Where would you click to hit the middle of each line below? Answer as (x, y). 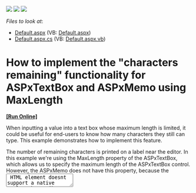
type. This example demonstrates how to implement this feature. (84, 140)
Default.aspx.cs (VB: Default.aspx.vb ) (60, 39)
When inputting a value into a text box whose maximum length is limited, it (96, 128)
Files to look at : (25, 21)
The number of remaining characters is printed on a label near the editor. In (97, 152)
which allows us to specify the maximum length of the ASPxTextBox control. (98, 164)
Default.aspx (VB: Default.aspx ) (53, 33)
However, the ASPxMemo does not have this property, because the (88, 170)
